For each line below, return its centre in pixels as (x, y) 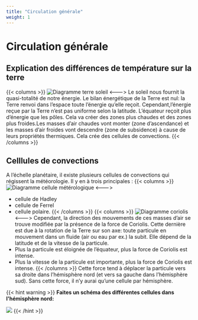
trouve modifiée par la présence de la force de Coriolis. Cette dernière (100, 224)
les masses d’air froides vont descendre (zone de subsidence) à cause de (96, 129)
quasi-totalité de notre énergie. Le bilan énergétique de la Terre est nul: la (95, 98)
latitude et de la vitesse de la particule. (62, 243)
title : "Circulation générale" (45, 12)
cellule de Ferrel (34, 206)
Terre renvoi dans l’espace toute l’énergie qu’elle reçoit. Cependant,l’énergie (99, 104)
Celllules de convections (52, 161)
